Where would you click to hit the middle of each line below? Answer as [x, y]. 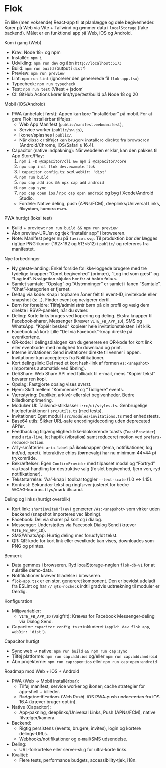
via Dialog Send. [36, 621]
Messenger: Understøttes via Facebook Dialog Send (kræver [74, 525]
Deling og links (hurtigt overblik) [38, 499]
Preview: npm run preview [38, 73]
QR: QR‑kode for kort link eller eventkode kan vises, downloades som [83, 540]
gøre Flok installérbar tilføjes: [41, 119]
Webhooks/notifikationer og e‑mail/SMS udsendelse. [73, 739]
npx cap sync [33, 188]
